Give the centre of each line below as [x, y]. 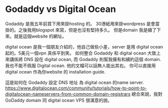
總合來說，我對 [147, 94]
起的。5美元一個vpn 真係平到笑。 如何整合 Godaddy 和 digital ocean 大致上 [83, 53]
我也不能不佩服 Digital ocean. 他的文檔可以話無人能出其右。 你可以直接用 [80, 65]
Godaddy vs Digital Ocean [61, 9]
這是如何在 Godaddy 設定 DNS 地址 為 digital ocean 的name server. [74, 82]
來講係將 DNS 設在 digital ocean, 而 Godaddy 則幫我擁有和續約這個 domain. [83, 59]
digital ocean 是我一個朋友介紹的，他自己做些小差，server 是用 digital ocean [84, 46]
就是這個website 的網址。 [40, 36]
